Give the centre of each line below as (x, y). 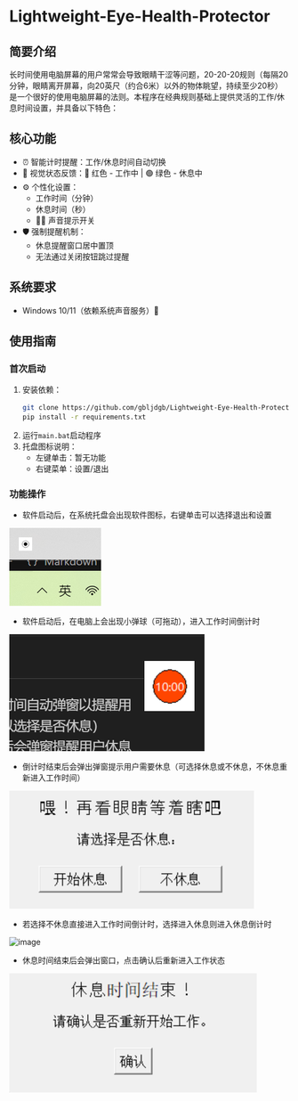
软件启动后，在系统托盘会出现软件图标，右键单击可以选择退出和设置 (147, 515)
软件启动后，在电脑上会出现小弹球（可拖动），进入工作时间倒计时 (141, 622)
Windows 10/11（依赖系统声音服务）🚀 (90, 310)
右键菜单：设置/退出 (72, 469)
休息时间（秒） (63, 209)
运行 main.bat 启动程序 (62, 436)
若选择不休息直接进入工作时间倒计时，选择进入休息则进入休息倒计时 (147, 925)
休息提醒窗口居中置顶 (74, 245)
